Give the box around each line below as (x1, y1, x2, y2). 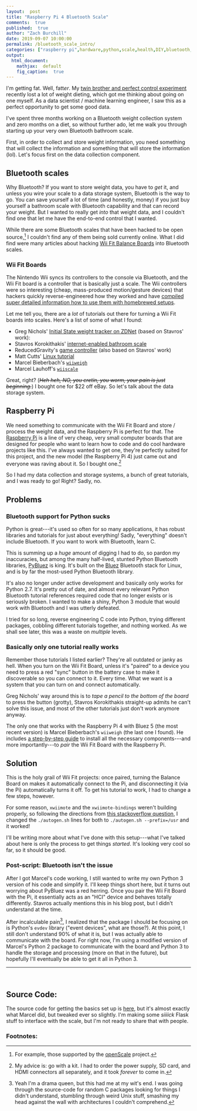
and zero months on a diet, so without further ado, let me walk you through (6, 121, 187, 128)
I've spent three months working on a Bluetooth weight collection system (6, 115, 182, 122)
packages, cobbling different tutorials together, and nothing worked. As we (6, 622, 187, 629)
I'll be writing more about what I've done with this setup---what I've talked (6, 834, 186, 841)
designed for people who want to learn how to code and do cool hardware (6, 440, 186, 447)
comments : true (6, 19, 46, 25)
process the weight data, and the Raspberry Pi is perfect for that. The (6, 428, 174, 435)
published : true (6, 25, 49, 31)
